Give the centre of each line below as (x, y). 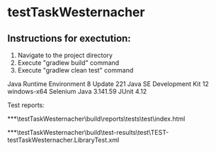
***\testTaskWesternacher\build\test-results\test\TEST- (88, 132)
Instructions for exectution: (69, 38)
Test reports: (26, 105)
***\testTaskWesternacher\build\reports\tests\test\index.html (96, 119)
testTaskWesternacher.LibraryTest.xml (63, 140)
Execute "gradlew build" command (68, 63)
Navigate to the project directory (65, 55)
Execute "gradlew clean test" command (75, 70)
